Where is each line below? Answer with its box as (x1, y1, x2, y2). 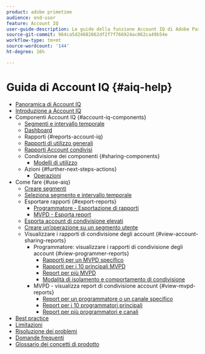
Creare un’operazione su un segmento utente (24, 223, 138, 231)
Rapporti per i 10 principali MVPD (42, 262, 126, 270)
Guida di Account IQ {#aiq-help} (6, 80, 173, 94)
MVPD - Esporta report (33, 211, 92, 218)
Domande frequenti (15, 334, 64, 341)
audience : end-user (6, 15, 56, 21)
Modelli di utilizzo (33, 159, 77, 166)
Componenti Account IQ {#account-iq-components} (15, 114, 146, 121)
